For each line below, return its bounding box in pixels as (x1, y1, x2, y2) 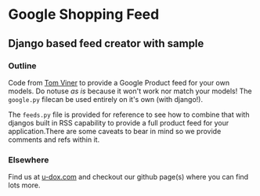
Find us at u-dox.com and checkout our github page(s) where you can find (8, 172, 249, 182)
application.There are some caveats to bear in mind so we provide (8, 126, 222, 136)
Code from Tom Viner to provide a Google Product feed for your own (8, 78, 229, 87)
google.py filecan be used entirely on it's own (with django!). (8, 94, 204, 103)
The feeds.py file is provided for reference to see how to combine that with (8, 110, 250, 119)
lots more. (8, 180, 41, 190)
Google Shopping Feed (8, 5, 160, 24)
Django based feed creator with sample (8, 37, 204, 50)
